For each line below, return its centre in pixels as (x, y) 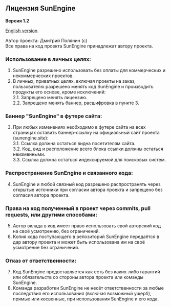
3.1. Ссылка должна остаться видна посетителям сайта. (74, 144)
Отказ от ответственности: (41, 261)
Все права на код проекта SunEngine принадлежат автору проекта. (79, 46)
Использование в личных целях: (48, 59)
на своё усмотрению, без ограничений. (56, 231)
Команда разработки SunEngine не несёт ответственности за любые (88, 288)
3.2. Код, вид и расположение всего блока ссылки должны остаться (88, 149)
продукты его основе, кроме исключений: (59, 92)
